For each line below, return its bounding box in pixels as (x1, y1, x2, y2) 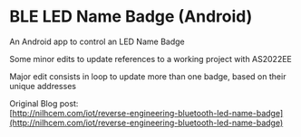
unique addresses (9, 80, 77, 91)
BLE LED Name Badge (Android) (9, 6, 253, 27)
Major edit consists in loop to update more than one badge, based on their (9, 70, 286, 82)
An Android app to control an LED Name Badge (9, 36, 185, 47)
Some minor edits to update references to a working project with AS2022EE (9, 53, 293, 64)
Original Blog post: (9, 97, 79, 109)
